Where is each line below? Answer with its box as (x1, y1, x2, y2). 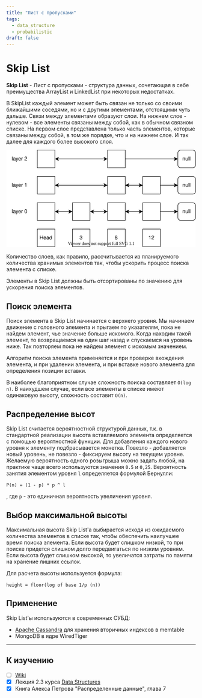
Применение (6, 598, 58, 608)
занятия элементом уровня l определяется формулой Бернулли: (6, 470, 174, 477)
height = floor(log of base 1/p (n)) (6, 582, 101, 588)
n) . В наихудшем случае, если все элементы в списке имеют (6, 385, 164, 393)
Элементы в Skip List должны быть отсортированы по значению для (6, 277, 183, 285)
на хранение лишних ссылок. (6, 558, 82, 565)
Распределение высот (6, 409, 96, 419)
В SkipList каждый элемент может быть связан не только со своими (6, 100, 182, 107)
